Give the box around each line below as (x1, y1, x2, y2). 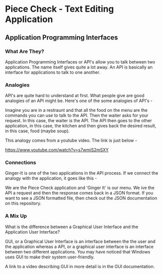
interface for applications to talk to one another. (5, 69, 101, 75)
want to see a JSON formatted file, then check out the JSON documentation (5, 195, 157, 201)
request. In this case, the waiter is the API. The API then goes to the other (5, 118, 152, 124)
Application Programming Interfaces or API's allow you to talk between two (5, 59, 156, 64)
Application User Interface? (5, 229, 60, 235)
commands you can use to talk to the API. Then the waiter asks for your (5, 112, 148, 118)
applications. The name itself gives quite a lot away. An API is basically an (5, 64, 153, 70)
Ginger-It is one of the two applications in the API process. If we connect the (5, 170, 159, 176)
